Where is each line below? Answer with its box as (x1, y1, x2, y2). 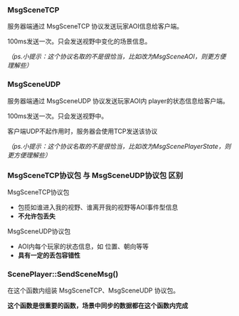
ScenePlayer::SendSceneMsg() (7, 269, 119, 279)
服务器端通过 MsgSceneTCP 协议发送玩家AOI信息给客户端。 (7, 22, 184, 31)
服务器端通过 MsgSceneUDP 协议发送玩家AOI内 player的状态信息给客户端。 (7, 96, 229, 105)
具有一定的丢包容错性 (17, 251, 80, 259)
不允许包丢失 (17, 211, 55, 220)
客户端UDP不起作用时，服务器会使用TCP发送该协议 (7, 127, 158, 135)
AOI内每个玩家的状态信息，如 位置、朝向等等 (17, 242, 149, 251)
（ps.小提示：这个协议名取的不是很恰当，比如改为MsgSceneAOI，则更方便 (7, 52, 226, 61)
